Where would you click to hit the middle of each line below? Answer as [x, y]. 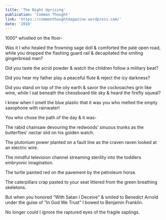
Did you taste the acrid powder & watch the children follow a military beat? [82, 68]
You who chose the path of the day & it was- [51, 118]
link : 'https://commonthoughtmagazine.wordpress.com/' [63, 19]
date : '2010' [19, 24]
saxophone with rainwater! [32, 108]
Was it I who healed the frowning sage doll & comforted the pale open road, [83, 48]
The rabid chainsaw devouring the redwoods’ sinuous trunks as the [74, 127]
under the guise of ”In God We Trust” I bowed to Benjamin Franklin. [74, 202]
